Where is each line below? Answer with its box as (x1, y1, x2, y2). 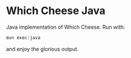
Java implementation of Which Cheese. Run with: (6, 23, 125, 30)
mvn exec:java (6, 35, 41, 40)
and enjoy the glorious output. (6, 45, 79, 52)
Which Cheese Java (6, 4, 106, 18)
